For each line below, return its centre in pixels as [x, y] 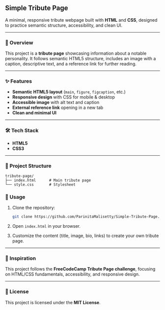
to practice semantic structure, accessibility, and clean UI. [64, 25]
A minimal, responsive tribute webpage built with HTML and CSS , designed [81, 20]
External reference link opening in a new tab [58, 107]
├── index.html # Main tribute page [48, 180]
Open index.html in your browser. [46, 226]
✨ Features [19, 81]
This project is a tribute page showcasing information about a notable [76, 53]
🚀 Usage [15, 197]
